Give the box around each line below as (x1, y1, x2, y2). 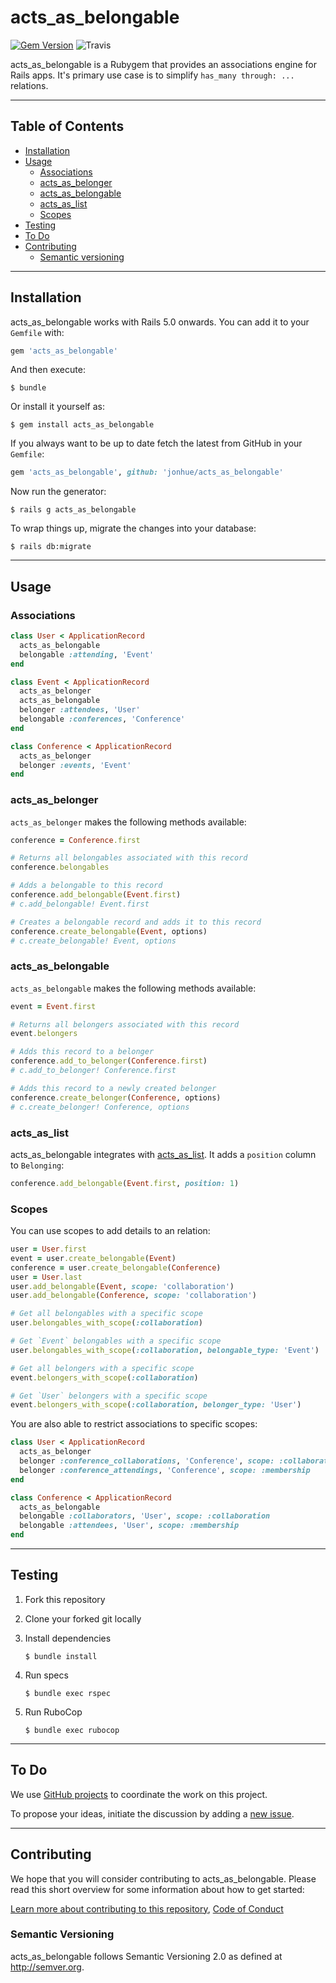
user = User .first (10, 1244, 87, 1255)
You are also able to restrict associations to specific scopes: (10, 1418, 258, 1430)
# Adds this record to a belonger (10, 1047, 155, 1057)
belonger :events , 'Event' (19, 760, 132, 770)
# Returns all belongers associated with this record (10, 1019, 240, 1030)
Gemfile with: (10, 326, 65, 338)
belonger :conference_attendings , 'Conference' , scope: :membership (19, 1465, 311, 1475)
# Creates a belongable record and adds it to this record (10, 917, 262, 927)
